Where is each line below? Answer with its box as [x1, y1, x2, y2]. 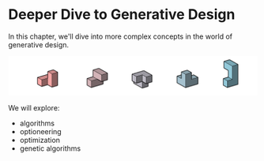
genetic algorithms [19, 144, 81, 153]
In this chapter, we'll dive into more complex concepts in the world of [8, 32, 233, 41]
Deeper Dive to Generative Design [8, 6, 236, 24]
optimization [19, 136, 61, 145]
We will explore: [8, 103, 60, 113]
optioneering [19, 127, 62, 137]
